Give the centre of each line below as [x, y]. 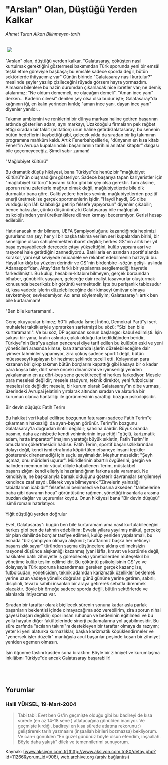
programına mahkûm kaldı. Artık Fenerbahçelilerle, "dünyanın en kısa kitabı [82, 140]
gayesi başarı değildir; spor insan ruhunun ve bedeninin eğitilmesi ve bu [79, 615]
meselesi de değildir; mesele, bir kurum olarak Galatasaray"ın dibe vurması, [83, 386]
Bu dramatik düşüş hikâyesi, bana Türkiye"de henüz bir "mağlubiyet [75, 172]
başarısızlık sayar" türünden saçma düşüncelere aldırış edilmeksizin [75, 546]
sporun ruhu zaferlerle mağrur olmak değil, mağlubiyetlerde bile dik [75, 188]
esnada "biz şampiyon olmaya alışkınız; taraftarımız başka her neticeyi [78, 540]
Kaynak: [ [15, 751]
